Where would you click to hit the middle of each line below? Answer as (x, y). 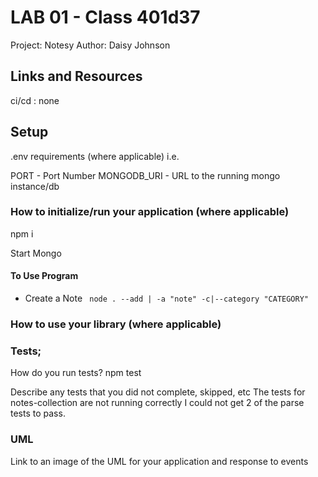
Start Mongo (36, 253)
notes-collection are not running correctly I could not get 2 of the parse (157, 403)
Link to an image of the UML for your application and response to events (159, 461)
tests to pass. (38, 413)
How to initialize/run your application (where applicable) (150, 212)
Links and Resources (76, 76)
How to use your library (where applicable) (116, 324)
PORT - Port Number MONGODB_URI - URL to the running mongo (145, 175)
